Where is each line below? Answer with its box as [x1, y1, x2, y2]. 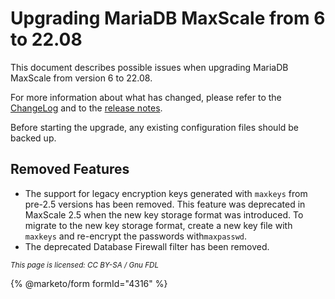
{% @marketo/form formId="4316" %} [10, 277, 168, 289]
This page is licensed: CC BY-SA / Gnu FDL [10, 260, 160, 270]
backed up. [10, 132, 57, 144]
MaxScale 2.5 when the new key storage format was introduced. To [24, 208, 304, 221]
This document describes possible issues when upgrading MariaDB [10, 61, 289, 73]
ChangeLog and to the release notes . [10, 102, 163, 114]
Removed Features [10, 161, 130, 178]
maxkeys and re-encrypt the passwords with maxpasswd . [24, 230, 248, 242]
